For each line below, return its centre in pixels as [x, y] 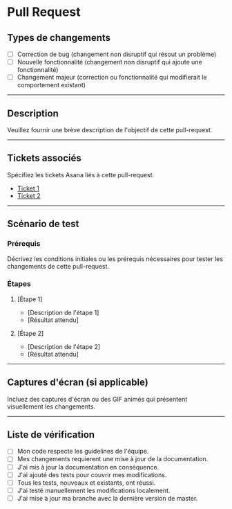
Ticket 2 [29, 195]
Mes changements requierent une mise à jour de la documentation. [113, 459]
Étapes [19, 284]
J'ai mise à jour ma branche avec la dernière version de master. [107, 498]
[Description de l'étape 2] [64, 346]
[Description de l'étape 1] [63, 312]
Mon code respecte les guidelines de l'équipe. [83, 452]
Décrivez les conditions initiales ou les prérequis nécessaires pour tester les [115, 259]
